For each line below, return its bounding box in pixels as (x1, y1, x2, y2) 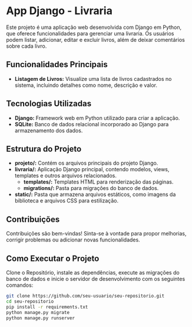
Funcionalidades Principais (6, 60, 108, 70)
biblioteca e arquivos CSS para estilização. (14, 197, 119, 204)
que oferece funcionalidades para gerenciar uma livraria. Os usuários (6, 30, 174, 37)
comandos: (6, 282, 34, 289)
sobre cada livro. (6, 42, 47, 50)
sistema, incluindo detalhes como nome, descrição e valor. (14, 81, 158, 89)
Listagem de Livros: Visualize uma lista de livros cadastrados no (14, 75, 172, 82)
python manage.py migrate (6, 309, 69, 315)
